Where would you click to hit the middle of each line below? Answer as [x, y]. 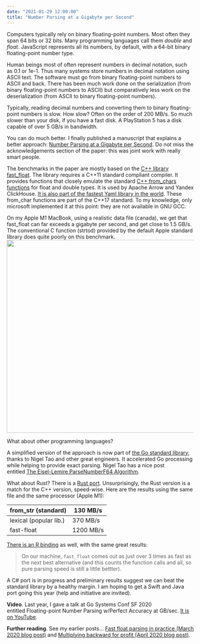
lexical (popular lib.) [37, 520]
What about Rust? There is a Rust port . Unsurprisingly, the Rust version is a [99, 483]
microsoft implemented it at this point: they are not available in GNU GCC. [96, 206]
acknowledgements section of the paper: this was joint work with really [94, 150]
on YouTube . [22, 617]
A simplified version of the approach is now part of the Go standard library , [98, 452]
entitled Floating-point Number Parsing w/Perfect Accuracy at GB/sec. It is [98, 610]
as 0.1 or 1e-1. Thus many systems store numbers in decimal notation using [98, 71]
